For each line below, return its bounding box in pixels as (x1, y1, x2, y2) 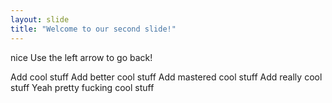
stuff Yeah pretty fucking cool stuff (10, 81, 155, 93)
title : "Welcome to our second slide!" (10, 24, 177, 34)
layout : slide (10, 14, 70, 25)
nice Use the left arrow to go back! (10, 51, 153, 63)
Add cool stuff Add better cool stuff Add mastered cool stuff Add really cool (10, 71, 323, 83)
